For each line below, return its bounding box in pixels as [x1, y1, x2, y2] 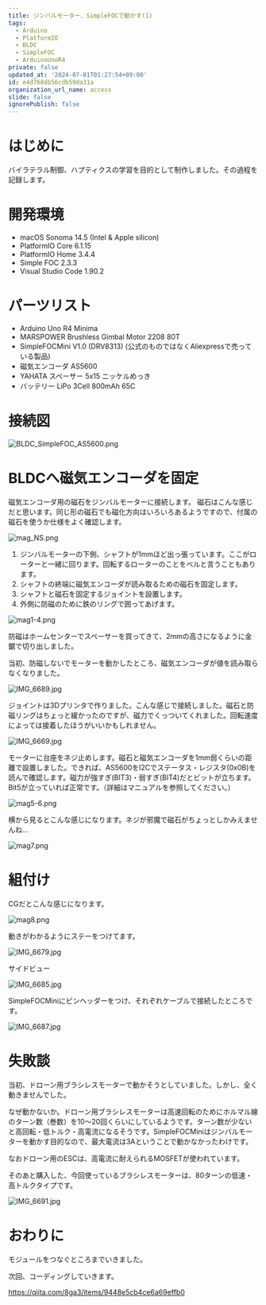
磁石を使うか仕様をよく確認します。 [8, 516, 126, 526]
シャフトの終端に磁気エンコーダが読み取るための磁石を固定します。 [19, 578, 242, 589]
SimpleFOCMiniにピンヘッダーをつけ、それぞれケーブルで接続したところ [8, 995, 246, 1005]
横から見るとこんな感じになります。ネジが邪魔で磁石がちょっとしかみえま [8, 815, 252, 824]
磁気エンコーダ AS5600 [19, 361, 98, 371]
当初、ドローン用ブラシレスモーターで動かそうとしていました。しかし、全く [8, 1080, 258, 1089]
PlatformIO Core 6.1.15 [19, 241, 91, 251]
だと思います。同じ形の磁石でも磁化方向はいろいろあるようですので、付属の [8, 507, 258, 516]
